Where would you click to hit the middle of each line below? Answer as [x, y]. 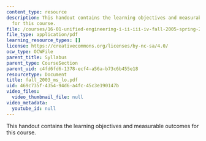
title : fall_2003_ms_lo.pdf [42, 80]
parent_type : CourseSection [42, 63]
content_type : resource [37, 12]
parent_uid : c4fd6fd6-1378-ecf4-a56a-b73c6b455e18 [72, 69]
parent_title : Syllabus [37, 57]
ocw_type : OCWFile [30, 52]
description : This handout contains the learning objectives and [91, 18]
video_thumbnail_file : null [48, 97]
